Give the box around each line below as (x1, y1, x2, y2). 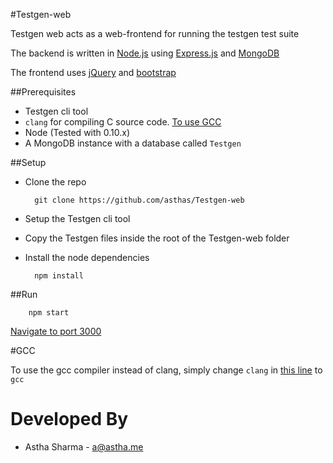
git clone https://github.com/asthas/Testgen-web (34, 195, 245, 205)
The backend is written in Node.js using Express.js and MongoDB (10, 47, 280, 59)
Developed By (10, 408, 129, 431)
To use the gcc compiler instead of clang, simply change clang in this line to (10, 364, 323, 376)
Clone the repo (24, 176, 87, 188)
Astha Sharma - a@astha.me (24, 440, 144, 453)
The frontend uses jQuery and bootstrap (10, 67, 177, 78)
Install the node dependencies (24, 252, 150, 263)
